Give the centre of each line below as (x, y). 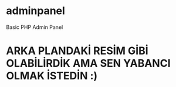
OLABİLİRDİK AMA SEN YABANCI (88, 63)
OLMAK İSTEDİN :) (52, 76)
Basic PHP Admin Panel (35, 27)
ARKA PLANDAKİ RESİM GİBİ (77, 51)
